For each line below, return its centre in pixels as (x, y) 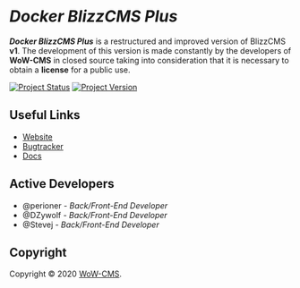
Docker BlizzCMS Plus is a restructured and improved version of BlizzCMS (148, 41)
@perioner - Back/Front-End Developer (95, 205)
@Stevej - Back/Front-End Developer (90, 224)
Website (38, 137)
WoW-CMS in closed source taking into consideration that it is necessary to (149, 60)
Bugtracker (43, 146)
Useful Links (45, 115)
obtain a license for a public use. (70, 70)
